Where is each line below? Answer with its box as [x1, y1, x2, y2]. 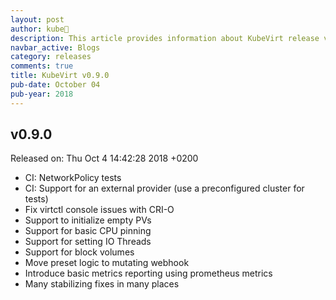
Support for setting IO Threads [24, 236, 152, 248]
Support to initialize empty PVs [24, 214, 152, 226]
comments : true [10, 61, 74, 71]
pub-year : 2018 [10, 89, 74, 99]
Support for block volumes [24, 246, 135, 258]
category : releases [10, 52, 92, 62]
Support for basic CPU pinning [24, 225, 152, 237]
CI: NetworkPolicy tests [24, 172, 122, 184]
